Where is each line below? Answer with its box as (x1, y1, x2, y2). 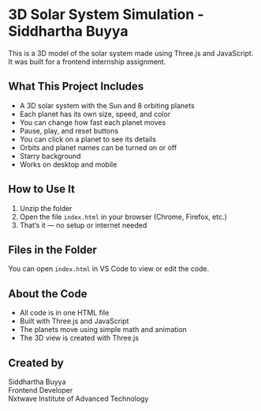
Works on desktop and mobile (19, 160, 117, 169)
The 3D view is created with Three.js (19, 334, 140, 343)
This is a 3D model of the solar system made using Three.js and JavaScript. (8, 48, 254, 58)
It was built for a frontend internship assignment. (8, 57, 166, 66)
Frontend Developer (8, 386, 73, 394)
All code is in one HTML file (19, 308, 110, 318)
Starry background (19, 151, 81, 160)
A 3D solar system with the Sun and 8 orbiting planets (19, 100, 195, 110)
